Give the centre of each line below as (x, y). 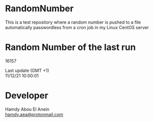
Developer (27, 96)
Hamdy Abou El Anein (27, 109)
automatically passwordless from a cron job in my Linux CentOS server (77, 27)
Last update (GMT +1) (27, 70)
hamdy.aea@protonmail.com (34, 114)
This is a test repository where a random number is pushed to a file (73, 22)
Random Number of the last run (71, 47)
